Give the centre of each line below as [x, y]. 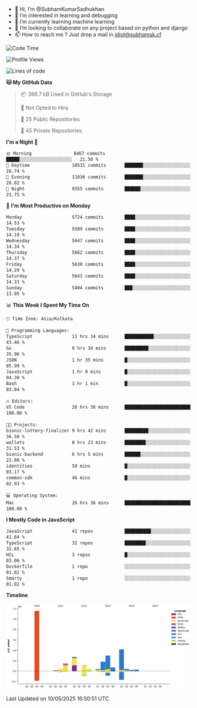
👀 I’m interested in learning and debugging [66, 15]
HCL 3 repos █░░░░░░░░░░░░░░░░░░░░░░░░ [98, 555]
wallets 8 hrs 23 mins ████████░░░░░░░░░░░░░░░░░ [98, 442]
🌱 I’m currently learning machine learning [64, 21]
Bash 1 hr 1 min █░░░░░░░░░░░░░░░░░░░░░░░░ [98, 383]
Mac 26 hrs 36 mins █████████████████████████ [98, 503]
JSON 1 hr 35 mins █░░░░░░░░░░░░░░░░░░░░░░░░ [98, 360]
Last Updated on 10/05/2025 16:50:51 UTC [58, 699]
